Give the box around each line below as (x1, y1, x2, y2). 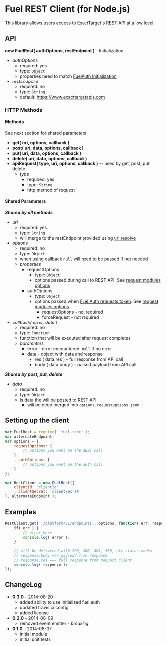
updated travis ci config (19, 604, 69, 610)
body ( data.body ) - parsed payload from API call (34, 362, 137, 368)
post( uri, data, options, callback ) (12, 145, 83, 151)
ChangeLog (5, 580, 42, 589)
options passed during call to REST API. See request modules (34, 277, 161, 283)
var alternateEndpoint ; (5, 434, 55, 439)
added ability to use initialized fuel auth (19, 599, 100, 605)
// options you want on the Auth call (23, 462, 103, 467)
